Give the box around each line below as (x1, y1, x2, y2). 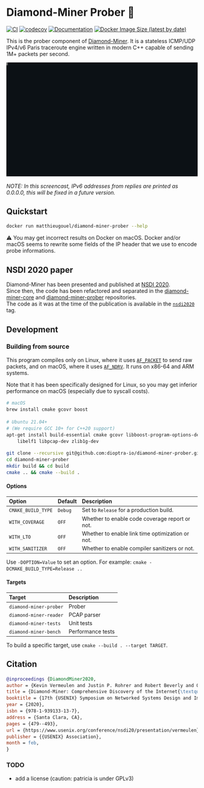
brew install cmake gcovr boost (6, 406, 88, 413)
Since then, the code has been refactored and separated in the (6, 287, 163, 295)
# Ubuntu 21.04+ (6, 419, 47, 425)
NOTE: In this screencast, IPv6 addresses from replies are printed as (6, 182, 178, 190)
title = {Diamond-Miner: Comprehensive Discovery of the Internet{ (6, 689, 181, 695)
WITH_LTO (8, 534, 32, 540)
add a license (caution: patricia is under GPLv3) (15, 775, 134, 782)
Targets (6, 578, 26, 586)
